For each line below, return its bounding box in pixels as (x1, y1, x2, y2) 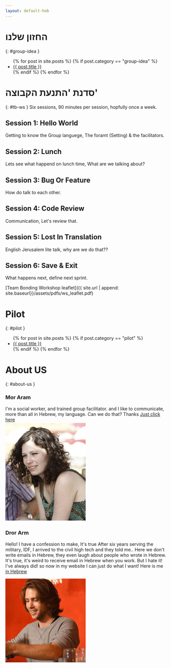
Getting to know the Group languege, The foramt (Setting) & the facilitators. (5, 132, 165, 139)
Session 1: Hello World (5, 119, 79, 127)
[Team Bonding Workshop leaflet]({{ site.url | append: (5, 285, 119, 291)
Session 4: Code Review (5, 204, 85, 213)
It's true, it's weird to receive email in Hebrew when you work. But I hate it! (5, 557, 163, 563)
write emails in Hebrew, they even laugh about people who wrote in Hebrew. (5, 552, 166, 558)
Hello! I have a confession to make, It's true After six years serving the (5, 541, 154, 547)
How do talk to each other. (5, 189, 62, 195)
